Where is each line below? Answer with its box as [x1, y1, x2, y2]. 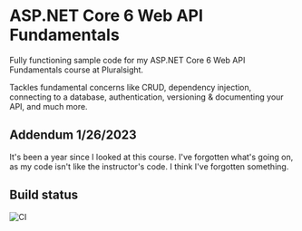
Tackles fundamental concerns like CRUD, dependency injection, [9, 82, 252, 92]
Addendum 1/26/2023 [9, 128, 138, 143]
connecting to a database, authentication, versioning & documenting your [9, 91, 284, 102]
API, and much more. [9, 101, 88, 111]
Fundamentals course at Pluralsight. [9, 64, 143, 75]
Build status [9, 188, 79, 203]
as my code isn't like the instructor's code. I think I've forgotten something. [9, 160, 289, 172]
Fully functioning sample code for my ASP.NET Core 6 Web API [9, 54, 246, 65]
